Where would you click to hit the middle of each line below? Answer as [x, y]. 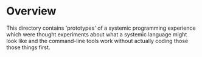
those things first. [28, 47]
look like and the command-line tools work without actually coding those [97, 41]
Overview [31, 11]
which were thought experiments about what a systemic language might [97, 34]
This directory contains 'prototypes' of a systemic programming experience [101, 28]
